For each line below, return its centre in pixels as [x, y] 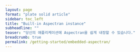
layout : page [19, 10]
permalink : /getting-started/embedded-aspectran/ [58, 42]
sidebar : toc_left [24, 19]
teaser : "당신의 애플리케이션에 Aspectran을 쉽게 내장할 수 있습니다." [70, 33]
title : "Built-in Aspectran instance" [45, 24]
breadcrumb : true [23, 38]
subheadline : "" [22, 28]
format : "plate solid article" [38, 14]
